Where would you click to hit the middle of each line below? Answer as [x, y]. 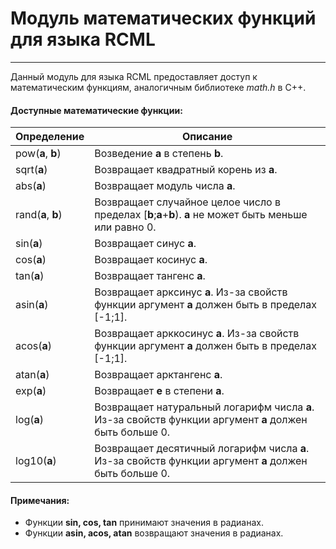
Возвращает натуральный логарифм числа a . [204, 407]
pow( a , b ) [38, 154]
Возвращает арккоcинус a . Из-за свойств [197, 334]
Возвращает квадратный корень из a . [186, 170]
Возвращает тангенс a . [150, 276]
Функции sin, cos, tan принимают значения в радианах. [144, 523]
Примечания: [40, 500]
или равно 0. [125, 227]
